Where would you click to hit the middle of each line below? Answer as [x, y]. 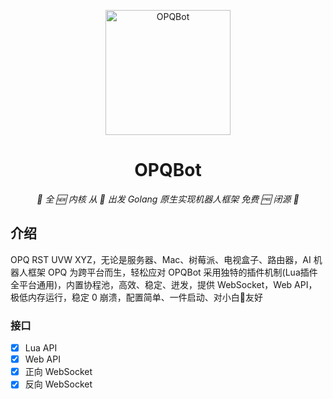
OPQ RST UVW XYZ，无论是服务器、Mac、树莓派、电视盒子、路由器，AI [161, 259]
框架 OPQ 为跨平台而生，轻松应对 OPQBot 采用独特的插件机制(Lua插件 [172, 272]
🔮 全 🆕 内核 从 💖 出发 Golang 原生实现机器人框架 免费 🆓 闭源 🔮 [168, 199]
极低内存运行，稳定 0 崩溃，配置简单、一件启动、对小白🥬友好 [136, 297]
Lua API [41, 348]
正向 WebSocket [58, 372]
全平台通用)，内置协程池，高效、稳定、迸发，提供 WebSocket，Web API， [164, 284]
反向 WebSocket [58, 384]
